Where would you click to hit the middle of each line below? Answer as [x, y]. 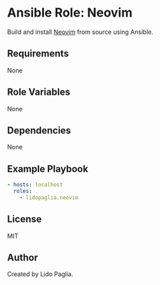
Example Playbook [48, 168]
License [24, 219]
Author [22, 258]
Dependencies [39, 130]
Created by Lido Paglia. [40, 274]
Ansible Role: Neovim [70, 13]
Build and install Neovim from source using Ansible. [80, 32]
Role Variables [39, 92]
